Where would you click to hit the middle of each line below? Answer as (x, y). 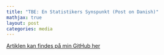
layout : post (23, 23)
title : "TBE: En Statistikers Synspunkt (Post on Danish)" (83, 12)
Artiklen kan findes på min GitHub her (53, 46)
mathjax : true (24, 18)
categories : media (29, 29)
